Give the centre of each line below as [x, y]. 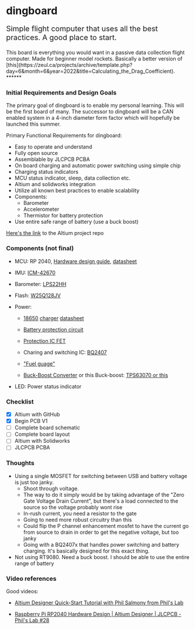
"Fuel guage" [39, 364]
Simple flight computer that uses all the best [82, 29]
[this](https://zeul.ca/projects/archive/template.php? [69, 65]
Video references [31, 578]
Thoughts [20, 463]
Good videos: [22, 591]
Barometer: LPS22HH [40, 284]
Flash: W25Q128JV [37, 295]
